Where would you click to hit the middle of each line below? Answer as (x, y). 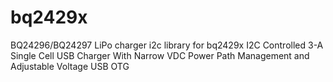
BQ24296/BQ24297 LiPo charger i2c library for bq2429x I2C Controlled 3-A (167, 45)
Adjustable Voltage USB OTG (70, 66)
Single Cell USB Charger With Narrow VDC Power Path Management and (160, 55)
